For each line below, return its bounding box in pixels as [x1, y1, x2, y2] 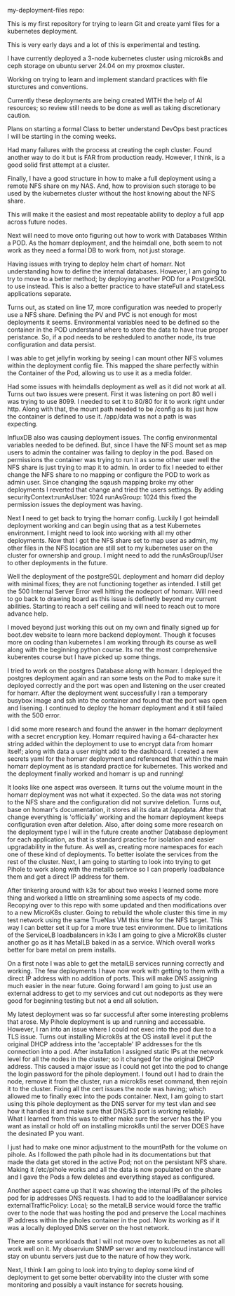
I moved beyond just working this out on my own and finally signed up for [7, 623, 220, 631]
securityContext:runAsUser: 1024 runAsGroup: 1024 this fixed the [7, 493, 197, 501]
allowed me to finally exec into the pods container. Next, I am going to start [7, 1092, 224, 1100]
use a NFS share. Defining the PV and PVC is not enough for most [7, 311, 198, 318]
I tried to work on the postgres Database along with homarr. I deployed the [7, 666, 222, 675]
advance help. [7, 609, 48, 618]
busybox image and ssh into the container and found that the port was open [7, 696, 227, 704]
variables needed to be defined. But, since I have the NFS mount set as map [7, 441, 227, 449]
